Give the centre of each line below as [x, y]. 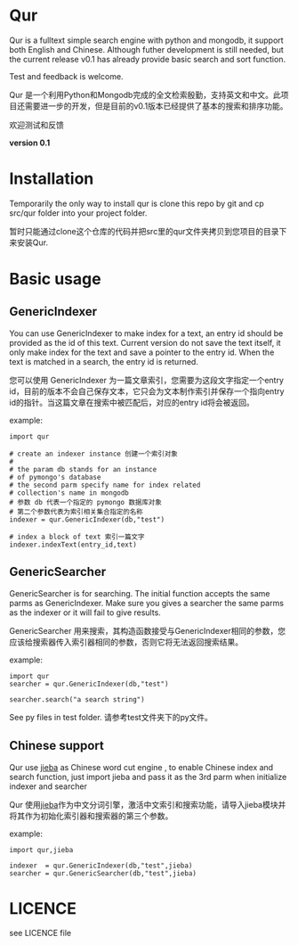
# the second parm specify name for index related [105, 485]
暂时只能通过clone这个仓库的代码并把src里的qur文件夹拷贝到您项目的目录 [144, 231]
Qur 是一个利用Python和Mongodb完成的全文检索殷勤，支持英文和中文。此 [145, 94]
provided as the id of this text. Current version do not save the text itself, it [145, 342]
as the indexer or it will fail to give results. [85, 612]
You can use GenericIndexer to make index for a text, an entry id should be [146, 333]
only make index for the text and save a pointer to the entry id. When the [142, 352]
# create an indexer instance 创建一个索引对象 [93, 454]
